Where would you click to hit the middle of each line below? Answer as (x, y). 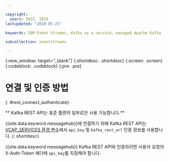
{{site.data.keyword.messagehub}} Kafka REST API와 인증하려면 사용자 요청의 (85, 147)
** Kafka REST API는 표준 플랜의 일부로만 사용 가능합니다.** (65, 113)
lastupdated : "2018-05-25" (34, 24)
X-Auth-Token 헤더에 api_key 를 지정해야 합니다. (53, 153)
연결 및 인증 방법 (37, 88)
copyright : (17, 14)
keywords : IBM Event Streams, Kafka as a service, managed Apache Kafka (83, 33)
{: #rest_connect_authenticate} (37, 102)
